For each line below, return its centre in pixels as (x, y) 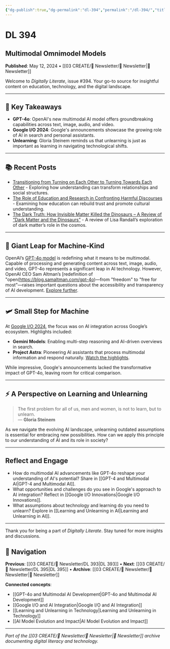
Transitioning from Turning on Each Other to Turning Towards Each (82, 182)
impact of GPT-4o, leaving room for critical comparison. (63, 373)
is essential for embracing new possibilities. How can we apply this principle (85, 435)
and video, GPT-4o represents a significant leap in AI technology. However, (83, 269)
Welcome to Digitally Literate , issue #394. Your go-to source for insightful (82, 81)
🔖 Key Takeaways (34, 107)
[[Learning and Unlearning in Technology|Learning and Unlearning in (84, 611)
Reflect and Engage (37, 461)
